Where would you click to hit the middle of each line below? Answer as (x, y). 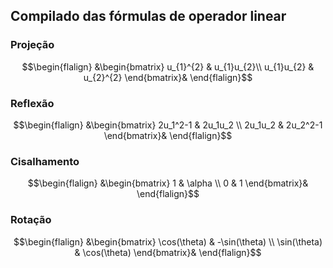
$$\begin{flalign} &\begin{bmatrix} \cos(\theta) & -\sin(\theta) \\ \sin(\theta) (168, 241)
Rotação (31, 220)
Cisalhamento (45, 161)
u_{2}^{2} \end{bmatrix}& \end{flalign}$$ (168, 77)
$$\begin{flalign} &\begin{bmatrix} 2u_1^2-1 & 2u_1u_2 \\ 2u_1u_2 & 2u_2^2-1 (168, 125)
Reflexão (32, 103)
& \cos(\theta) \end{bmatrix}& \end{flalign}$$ (168, 252)
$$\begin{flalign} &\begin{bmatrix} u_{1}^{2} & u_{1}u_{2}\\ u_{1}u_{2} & (168, 66)
